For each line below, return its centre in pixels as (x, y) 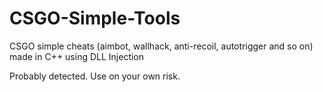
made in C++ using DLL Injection (77, 56)
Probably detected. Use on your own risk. (95, 76)
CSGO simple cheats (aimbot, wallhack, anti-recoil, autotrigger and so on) (161, 46)
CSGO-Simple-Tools (95, 18)
